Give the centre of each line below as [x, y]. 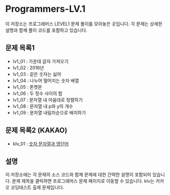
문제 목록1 [20, 48]
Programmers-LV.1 [45, 9]
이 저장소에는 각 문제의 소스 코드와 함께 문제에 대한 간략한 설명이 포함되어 [78, 174]
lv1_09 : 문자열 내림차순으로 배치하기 [49, 112]
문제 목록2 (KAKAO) [36, 131]
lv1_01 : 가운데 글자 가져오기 [40, 61]
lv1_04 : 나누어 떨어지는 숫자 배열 [46, 81]
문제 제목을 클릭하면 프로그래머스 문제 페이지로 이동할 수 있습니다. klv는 [83, 181]
